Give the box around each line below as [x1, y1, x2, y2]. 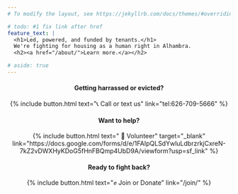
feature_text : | [7, 30, 55, 37]
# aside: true [7, 62, 50, 69]
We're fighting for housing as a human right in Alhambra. [13, 43, 192, 50]
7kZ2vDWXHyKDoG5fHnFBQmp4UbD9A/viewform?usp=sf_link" [19, 147, 208, 155]
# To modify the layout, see [7, 10, 93, 18]
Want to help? [98, 116, 140, 124]
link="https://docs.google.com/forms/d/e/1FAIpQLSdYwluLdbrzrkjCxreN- [11, 139, 227, 148]
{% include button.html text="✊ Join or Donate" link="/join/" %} [26, 178, 212, 187]
